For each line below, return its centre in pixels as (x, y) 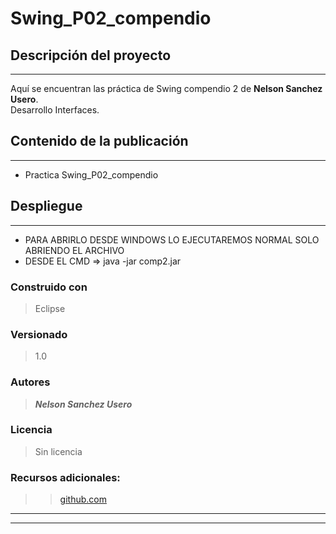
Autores (30, 382)
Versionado (39, 334)
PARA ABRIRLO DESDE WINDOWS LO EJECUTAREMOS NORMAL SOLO (172, 239)
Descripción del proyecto (91, 55)
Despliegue (46, 206)
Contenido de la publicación (99, 141)
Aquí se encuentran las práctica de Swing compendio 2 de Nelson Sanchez (166, 88)
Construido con (49, 287)
